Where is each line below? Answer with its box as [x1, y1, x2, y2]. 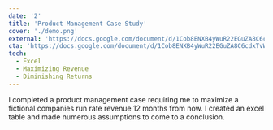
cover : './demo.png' [8, 27, 79, 35]
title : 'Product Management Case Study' [8, 19, 148, 28]
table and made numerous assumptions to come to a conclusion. [8, 111, 225, 122]
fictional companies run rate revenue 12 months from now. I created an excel [8, 103, 265, 113]
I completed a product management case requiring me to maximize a [8, 94, 239, 104]
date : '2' [8, 11, 42, 20]
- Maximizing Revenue [15, 65, 89, 73]
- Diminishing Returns [15, 72, 93, 80]
